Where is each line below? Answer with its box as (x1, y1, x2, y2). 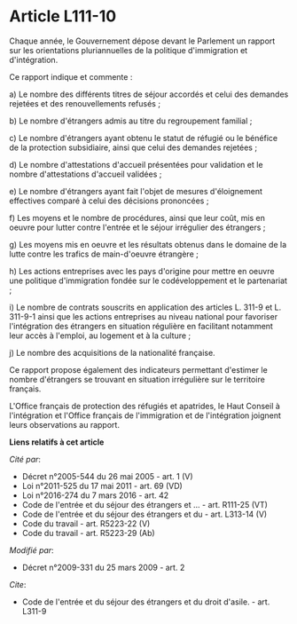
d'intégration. (9, 54, 59, 65)
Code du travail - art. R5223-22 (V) (21, 517, 151, 529)
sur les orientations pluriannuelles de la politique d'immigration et (9, 44, 248, 55)
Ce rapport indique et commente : (9, 71, 133, 82)
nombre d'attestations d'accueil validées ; (9, 169, 162, 179)
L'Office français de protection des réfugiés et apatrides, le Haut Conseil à (9, 400, 281, 411)
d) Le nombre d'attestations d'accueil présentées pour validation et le (9, 159, 263, 170)
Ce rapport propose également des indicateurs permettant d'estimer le (9, 364, 268, 375)
